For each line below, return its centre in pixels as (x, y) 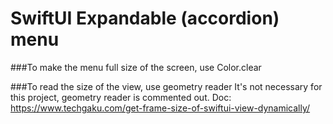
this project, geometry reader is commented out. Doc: (121, 97)
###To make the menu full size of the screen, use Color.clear (136, 67)
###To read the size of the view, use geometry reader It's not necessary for (166, 86)
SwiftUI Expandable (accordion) (145, 18)
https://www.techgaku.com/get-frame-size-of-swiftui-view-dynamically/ (160, 108)
